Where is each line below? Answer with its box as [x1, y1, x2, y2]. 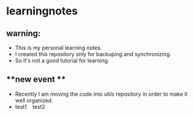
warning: [6, 28, 41, 39]
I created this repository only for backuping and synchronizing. [14, 51, 172, 58]
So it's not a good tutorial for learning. [14, 57, 110, 64]
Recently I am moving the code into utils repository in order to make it [14, 90, 188, 98]
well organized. [14, 96, 53, 104]
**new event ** [6, 74, 66, 85]
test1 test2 [14, 103, 45, 110]
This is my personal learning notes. [14, 44, 102, 51]
